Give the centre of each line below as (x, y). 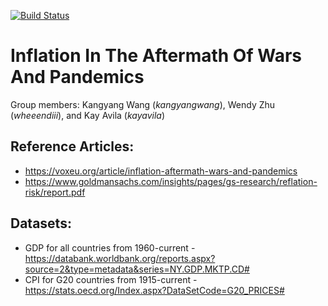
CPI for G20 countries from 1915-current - (111, 279)
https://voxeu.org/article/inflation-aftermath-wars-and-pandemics (161, 171)
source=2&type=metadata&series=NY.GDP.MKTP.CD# (137, 269)
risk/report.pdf (55, 192)
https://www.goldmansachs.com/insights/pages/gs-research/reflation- (171, 181)
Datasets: (41, 223)
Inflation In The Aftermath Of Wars (156, 56)
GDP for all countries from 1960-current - (110, 247)
